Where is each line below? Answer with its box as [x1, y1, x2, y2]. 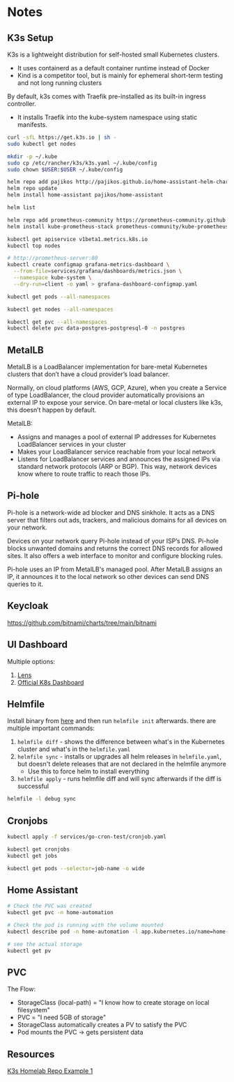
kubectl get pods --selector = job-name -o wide [7, 865, 145, 872]
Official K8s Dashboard [17, 678, 84, 686]
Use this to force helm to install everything [27, 767, 150, 775]
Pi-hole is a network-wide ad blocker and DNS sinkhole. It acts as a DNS [7, 508, 215, 516]
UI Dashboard [7, 639, 68, 651]
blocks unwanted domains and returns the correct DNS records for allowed [7, 544, 223, 552]
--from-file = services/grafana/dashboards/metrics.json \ [13, 268, 182, 275]
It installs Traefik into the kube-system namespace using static [17, 113, 198, 121]
